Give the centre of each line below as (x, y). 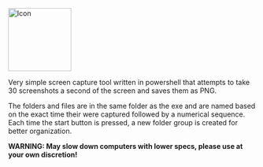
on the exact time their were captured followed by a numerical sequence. (127, 114)
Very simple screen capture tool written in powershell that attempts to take (129, 82)
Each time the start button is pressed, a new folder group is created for (123, 122)
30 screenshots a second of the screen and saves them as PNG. (113, 91)
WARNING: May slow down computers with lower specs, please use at (126, 146)
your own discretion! (43, 154)
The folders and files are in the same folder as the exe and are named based (132, 106)
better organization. (40, 131)
